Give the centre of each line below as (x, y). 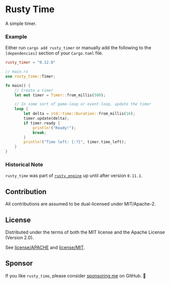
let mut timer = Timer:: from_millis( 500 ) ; (60, 95)
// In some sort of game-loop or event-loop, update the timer (83, 104)
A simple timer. (21, 23)
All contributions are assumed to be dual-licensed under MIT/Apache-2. (81, 204)
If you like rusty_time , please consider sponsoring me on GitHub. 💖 (76, 275)
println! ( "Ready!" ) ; (54, 128)
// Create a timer (34, 90)
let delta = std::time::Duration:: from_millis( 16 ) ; (80, 114)
